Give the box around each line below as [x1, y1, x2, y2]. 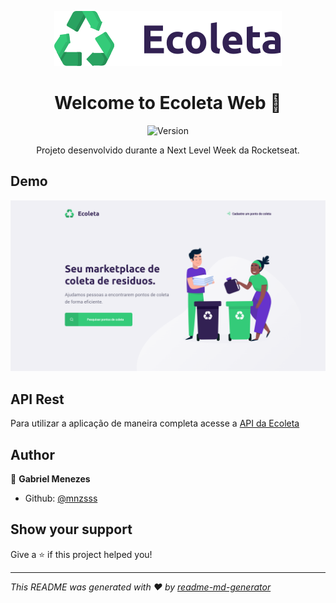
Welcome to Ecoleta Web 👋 [54, 92, 282, 115]
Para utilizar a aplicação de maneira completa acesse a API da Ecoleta [10, 417, 300, 430]
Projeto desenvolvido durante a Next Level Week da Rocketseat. [36, 144, 300, 156]
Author [10, 446, 55, 463]
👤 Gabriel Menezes [10, 473, 91, 485]
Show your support [10, 521, 133, 538]
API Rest [10, 391, 65, 408]
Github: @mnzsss [24, 492, 98, 505]
